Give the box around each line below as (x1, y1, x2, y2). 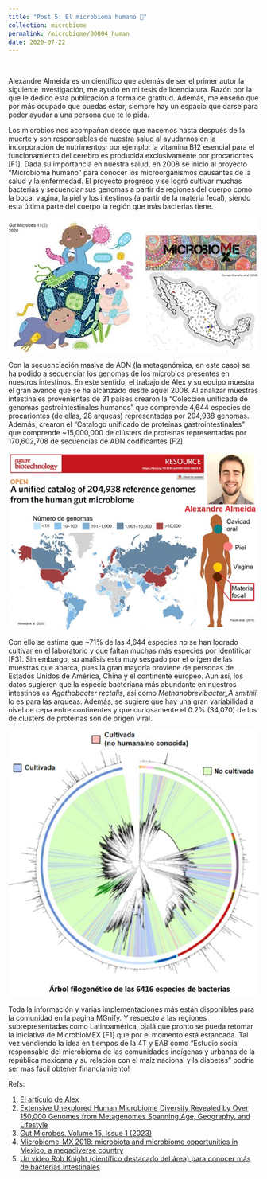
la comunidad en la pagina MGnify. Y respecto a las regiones (8, 1013, 207, 1022)
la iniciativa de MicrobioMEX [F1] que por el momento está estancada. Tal (8, 1029, 249, 1039)
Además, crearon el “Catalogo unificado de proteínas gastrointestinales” (8, 419, 245, 429)
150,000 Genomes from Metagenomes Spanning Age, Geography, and (19, 1111, 250, 1121)
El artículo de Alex (19, 1095, 79, 1104)
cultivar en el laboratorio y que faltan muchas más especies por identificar (8, 646, 252, 655)
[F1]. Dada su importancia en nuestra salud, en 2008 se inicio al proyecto (8, 159, 248, 169)
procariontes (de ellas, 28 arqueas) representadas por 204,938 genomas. (8, 411, 250, 420)
